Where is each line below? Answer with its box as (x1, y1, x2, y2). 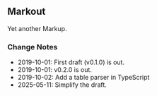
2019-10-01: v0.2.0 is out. (17, 66, 92, 74)
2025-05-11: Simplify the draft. (17, 80, 107, 89)
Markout (7, 6, 46, 18)
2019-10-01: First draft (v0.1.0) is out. (17, 58, 125, 66)
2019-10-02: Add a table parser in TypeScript (17, 73, 150, 82)
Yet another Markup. (7, 24, 67, 32)
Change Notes (7, 42, 58, 52)
